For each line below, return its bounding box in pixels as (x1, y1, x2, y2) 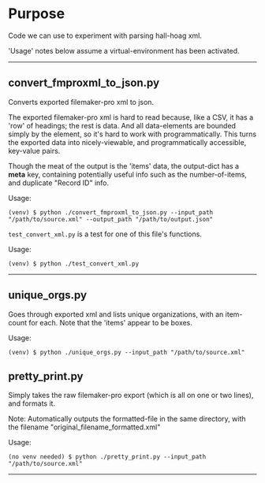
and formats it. (8, 399, 56, 408)
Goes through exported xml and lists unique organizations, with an (8, 309, 224, 319)
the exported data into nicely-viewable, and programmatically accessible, (8, 137, 247, 147)
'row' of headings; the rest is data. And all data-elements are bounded (8, 121, 237, 130)
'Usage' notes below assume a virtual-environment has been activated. (8, 46, 240, 55)
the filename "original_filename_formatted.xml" (8, 422, 161, 432)
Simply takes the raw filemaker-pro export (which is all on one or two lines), (8, 391, 254, 400)
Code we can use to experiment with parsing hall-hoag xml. (8, 31, 203, 40)
